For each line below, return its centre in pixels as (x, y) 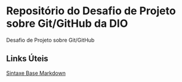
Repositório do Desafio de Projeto (91, 11)
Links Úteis (27, 59)
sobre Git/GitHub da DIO (67, 23)
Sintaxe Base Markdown (36, 73)
